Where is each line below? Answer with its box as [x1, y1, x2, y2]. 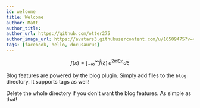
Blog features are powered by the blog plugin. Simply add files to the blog [6, 72, 187, 79]
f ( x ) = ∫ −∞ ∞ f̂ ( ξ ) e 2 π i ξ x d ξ [70, 58, 130, 68]
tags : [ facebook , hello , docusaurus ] [6, 42, 100, 48]
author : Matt [6, 20, 39, 26]
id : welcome [6, 8, 36, 15]
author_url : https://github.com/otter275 [6, 31, 111, 37]
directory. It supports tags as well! [6, 78, 90, 85]
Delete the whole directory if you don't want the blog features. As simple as [6, 90, 192, 97]
